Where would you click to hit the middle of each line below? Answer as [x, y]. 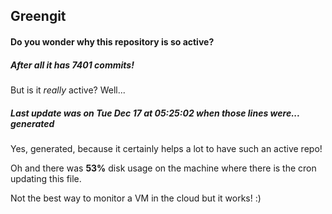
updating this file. [46, 178]
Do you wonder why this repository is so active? [112, 41]
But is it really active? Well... [68, 90]
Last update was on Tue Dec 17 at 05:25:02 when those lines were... [155, 113]
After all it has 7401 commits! [72, 65]
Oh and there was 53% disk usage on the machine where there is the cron [163, 168]
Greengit [38, 16]
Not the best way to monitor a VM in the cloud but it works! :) [136, 198]
